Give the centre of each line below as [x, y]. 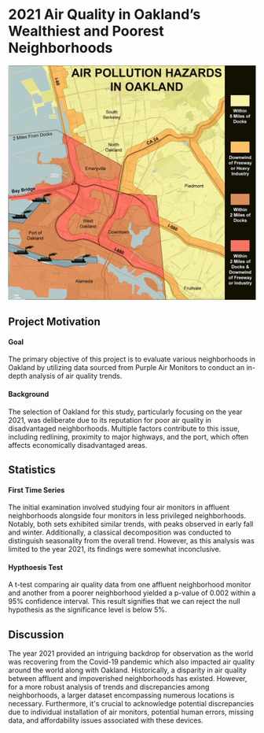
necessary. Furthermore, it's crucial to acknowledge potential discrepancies [131, 704]
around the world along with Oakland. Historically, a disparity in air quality [128, 670]
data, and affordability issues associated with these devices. [106, 720]
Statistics [32, 470]
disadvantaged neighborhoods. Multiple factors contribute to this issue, [124, 428]
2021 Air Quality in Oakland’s [104, 15]
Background [29, 394]
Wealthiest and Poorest [86, 31]
